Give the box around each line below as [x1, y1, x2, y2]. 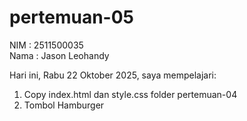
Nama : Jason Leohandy [9, 49, 110, 61]
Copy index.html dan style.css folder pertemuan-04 [23, 88, 238, 100]
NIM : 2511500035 [9, 39, 84, 51]
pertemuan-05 [9, 6, 135, 29]
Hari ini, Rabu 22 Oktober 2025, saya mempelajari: [9, 69, 217, 81]
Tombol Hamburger [23, 99, 105, 111]
